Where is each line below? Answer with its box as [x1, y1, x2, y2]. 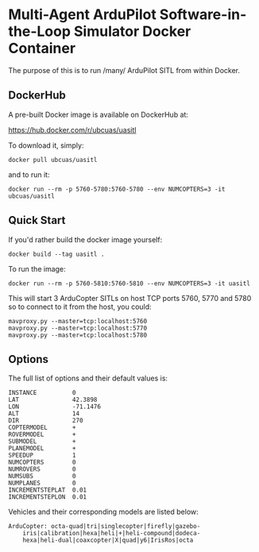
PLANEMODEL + [8, 445, 77, 453]
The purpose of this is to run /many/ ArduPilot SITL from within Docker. [8, 65, 241, 75]
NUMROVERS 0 [8, 465, 77, 473]
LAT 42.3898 [8, 396, 98, 404]
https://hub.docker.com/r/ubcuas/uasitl [8, 125, 137, 134]
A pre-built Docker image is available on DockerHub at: [8, 110, 189, 119]
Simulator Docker [73, 22, 191, 41]
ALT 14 [8, 410, 80, 418]
